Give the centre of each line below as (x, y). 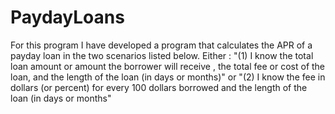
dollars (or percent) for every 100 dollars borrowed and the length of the (159, 87)
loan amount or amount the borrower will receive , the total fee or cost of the (168, 66)
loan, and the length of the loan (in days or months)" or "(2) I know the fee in (168, 77)
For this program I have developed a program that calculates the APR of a (161, 45)
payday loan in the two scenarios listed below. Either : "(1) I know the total (162, 55)
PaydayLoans (67, 17)
